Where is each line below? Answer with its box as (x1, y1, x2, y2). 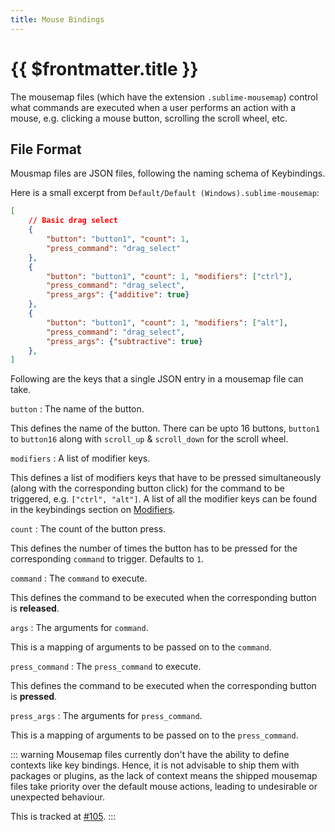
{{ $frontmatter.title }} (10, 57, 199, 80)
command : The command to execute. (10, 572, 148, 585)
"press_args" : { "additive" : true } (46, 290, 190, 300)
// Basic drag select (28, 216, 118, 226)
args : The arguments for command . (10, 622, 149, 634)
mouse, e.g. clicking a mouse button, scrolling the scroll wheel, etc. (10, 112, 288, 124)
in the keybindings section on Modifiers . (10, 504, 176, 516)
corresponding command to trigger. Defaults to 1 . (10, 553, 205, 565)
